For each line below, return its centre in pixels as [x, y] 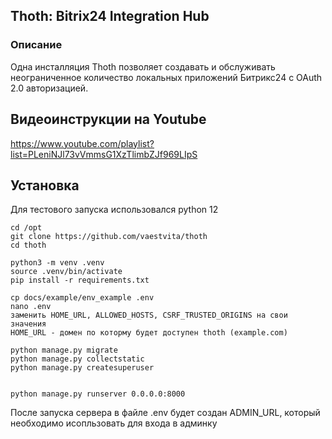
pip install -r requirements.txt [80, 280]
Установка [45, 185]
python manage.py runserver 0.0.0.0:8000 [98, 394]
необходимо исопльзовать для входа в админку [114, 423]
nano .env [31, 307]
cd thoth [28, 245]
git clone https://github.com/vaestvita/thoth [109, 237]
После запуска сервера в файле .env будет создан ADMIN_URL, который [165, 413]
